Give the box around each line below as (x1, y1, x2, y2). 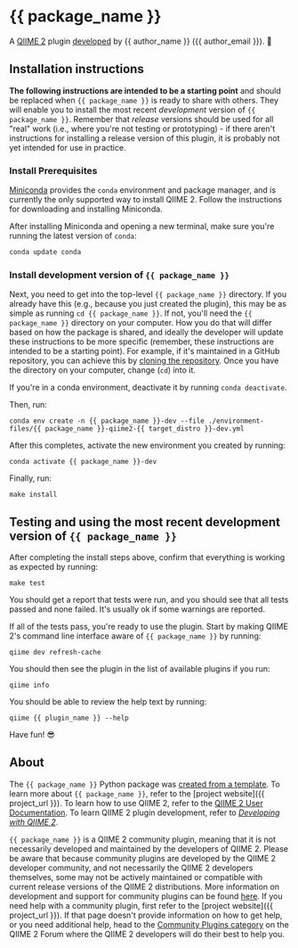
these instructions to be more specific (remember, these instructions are (9, 336, 274, 347)
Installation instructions (9, 62, 144, 77)
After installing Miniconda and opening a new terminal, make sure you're (9, 221, 275, 232)
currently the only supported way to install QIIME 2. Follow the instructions (9, 194, 283, 205)
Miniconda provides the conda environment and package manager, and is (9, 185, 277, 195)
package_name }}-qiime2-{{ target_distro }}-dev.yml (44, 425, 245, 433)
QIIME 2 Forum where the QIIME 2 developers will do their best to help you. (9, 928, 285, 939)
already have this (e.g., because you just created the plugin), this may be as (9, 299, 287, 309)
